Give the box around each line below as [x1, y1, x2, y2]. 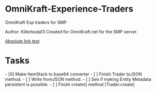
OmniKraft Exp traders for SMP [5, 19, 67, 25]
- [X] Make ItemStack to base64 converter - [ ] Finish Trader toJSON [5, 71, 142, 77]
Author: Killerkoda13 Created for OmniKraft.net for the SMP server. [5, 29, 138, 34]
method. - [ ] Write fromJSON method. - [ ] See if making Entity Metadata [5, 76, 152, 82]
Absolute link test [5, 38, 40, 44]
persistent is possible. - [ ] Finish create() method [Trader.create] [5, 81, 135, 87]
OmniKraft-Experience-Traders [5, 3, 134, 15]
